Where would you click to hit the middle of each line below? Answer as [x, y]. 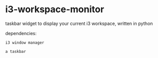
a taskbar [16, 51]
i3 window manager [25, 42]
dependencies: [21, 33]
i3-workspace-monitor [55, 9]
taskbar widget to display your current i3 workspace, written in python [79, 23]
